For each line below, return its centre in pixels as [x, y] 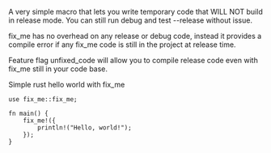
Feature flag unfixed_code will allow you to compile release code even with [133, 60]
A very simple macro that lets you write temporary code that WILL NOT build [135, 12]
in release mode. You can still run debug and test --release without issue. [131, 20]
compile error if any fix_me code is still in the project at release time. [122, 45]
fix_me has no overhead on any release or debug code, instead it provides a [135, 36]
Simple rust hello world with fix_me [67, 85]
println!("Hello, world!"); [85, 128]
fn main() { [28, 113]
